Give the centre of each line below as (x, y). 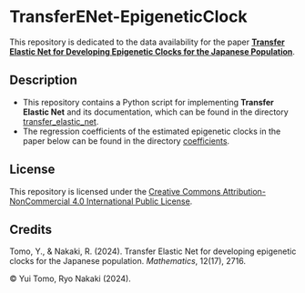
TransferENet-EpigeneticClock (128, 17)
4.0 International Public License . (132, 201)
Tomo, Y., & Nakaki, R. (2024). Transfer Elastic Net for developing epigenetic (153, 251)
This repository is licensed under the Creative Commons (115, 191)
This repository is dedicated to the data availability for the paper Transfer (147, 42)
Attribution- (244, 191)
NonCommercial (40, 201)
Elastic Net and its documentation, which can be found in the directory (155, 112)
